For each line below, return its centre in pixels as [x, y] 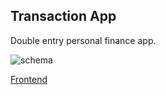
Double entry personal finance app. [83, 40]
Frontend [29, 79]
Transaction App [63, 16]
